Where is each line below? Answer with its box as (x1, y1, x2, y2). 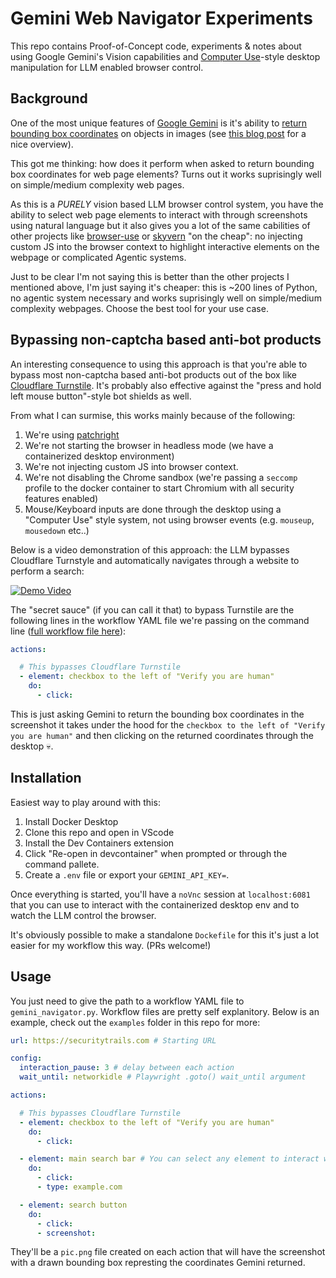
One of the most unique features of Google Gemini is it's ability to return (10, 117, 308, 129)
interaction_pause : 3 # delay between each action (19, 1063, 235, 1073)
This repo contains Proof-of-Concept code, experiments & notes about (10, 40, 302, 52)
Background (10, 90, 88, 107)
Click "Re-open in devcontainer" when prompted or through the (24, 847, 288, 859)
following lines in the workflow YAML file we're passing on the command (10, 614, 310, 626)
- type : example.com (36, 1182, 123, 1192)
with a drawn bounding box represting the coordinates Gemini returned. (10, 1257, 306, 1269)
